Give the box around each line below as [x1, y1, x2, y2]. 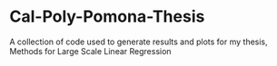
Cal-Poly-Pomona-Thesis [9, 6, 205, 27]
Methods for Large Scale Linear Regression [9, 45, 172, 56]
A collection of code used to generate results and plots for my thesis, [9, 36, 268, 47]
